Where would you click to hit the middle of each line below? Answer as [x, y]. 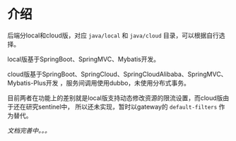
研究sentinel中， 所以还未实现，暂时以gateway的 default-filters [122, 106]
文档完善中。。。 [29, 130]
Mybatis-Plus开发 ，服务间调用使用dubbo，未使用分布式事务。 [99, 82]
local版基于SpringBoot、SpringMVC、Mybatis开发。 [84, 59]
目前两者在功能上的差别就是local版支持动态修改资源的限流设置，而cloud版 [115, 98]
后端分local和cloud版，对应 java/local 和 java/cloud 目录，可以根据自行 [113, 35]
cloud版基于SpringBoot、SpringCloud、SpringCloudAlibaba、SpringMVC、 [117, 74]
